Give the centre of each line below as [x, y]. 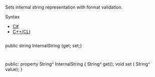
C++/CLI [21, 32]
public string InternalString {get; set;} [44, 46]
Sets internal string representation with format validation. [64, 7]
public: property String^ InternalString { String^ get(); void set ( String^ [78, 64]
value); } [14, 69]
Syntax [13, 17]
